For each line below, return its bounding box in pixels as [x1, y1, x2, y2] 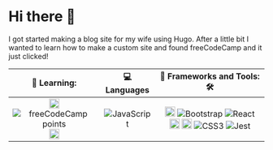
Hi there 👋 [8, 7, 76, 26]
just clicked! [8, 51, 49, 61]
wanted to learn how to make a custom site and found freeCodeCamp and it [8, 42, 262, 52]
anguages [105, 84, 150, 96]
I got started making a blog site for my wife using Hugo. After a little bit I [8, 34, 249, 44]
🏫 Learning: [31, 77, 77, 88]
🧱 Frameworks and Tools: [159, 71, 260, 82]
